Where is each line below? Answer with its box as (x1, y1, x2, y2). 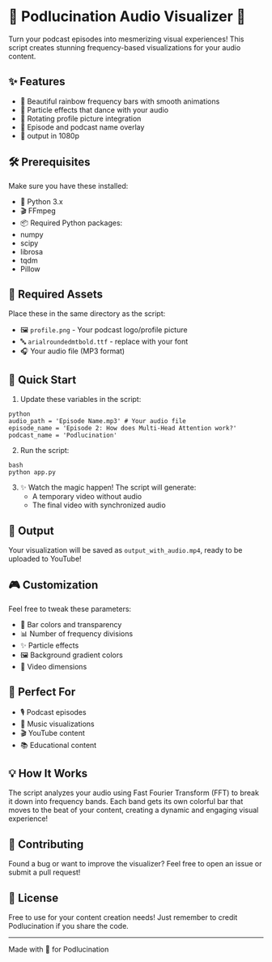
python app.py (8, 468, 57, 477)
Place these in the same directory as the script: (8, 309, 166, 319)
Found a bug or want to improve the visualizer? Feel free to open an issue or (8, 859, 262, 869)
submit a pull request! (8, 867, 81, 878)
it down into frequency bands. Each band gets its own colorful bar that (8, 797, 244, 806)
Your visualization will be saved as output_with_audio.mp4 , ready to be (8, 545, 243, 554)
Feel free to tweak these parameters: (8, 604, 132, 614)
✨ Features (8, 75, 66, 88)
